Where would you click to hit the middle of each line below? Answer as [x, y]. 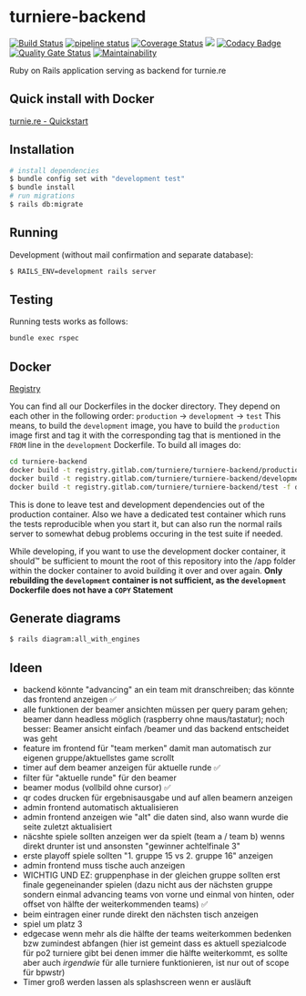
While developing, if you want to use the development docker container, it [148, 551]
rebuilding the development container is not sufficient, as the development [148, 580]
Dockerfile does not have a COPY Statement [92, 590]
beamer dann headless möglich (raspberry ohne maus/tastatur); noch [153, 719]
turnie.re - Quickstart [49, 121]
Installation [42, 150]
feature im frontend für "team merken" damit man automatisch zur [147, 748]
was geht [40, 738]
